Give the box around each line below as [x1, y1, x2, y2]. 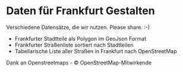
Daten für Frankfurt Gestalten [6, 4, 156, 18]
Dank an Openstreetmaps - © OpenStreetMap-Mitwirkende [6, 59, 152, 66]
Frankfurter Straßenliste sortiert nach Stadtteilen [14, 41, 134, 48]
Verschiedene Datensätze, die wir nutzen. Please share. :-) [6, 24, 150, 31]
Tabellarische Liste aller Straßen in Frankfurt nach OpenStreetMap [14, 47, 177, 54]
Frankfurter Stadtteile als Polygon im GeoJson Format [14, 35, 147, 42]
